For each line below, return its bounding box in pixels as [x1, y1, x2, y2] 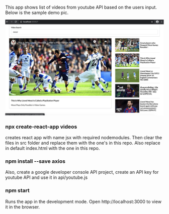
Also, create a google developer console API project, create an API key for [5, 169, 159, 175]
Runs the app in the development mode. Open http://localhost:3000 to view [5, 198, 162, 204]
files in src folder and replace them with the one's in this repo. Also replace [5, 140, 160, 146]
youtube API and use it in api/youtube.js [5, 174, 88, 180]
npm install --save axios [5, 158, 65, 165]
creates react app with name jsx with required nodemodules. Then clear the [5, 134, 162, 140]
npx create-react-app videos [5, 123, 77, 130]
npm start [5, 187, 30, 194]
